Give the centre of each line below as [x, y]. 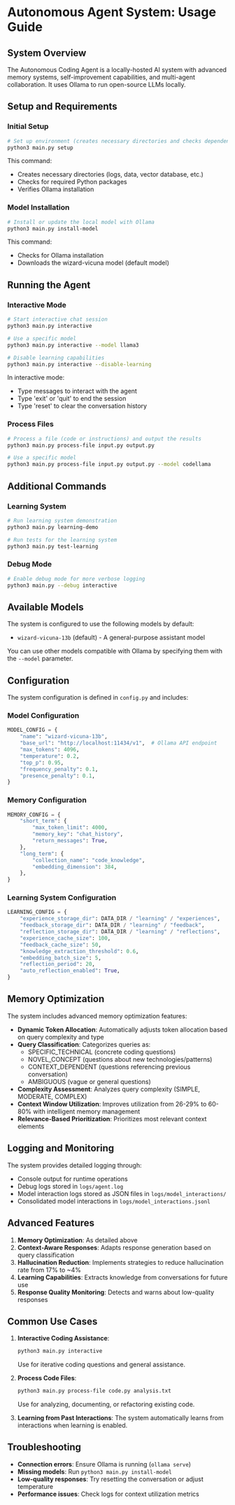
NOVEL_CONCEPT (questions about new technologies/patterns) [120, 1059]
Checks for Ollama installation [60, 256]
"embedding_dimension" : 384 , [75, 867]
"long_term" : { [42, 854]
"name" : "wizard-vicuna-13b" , [64, 737]
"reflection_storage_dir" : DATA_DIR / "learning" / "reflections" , [120, 932]
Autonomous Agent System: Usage [112, 12]
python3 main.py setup [40, 148]
